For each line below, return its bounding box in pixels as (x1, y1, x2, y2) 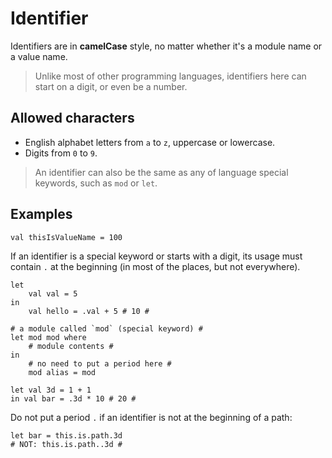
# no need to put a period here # (28, 358, 172, 369)
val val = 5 (28, 288, 78, 299)
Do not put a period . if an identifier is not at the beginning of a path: (10, 411, 293, 423)
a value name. (10, 50, 68, 62)
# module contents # (28, 341, 114, 351)
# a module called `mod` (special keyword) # (10, 323, 203, 334)
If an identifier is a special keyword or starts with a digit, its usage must (10, 250, 303, 262)
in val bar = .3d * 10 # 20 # (10, 393, 137, 404)
